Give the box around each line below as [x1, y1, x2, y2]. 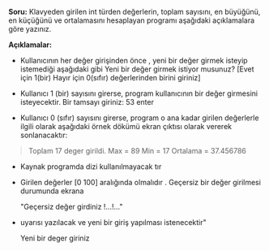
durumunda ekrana [19, 186, 84, 196]
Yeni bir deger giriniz [19, 233, 91, 243]
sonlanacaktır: [19, 130, 68, 140]
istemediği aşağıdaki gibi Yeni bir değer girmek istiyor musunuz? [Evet [19, 64, 254, 74]
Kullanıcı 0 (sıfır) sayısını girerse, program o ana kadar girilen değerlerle [19, 113, 259, 123]
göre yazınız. [8, 24, 52, 33]
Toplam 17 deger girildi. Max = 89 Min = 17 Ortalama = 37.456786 [28, 146, 247, 155]
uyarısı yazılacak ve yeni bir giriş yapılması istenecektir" [19, 218, 207, 227]
